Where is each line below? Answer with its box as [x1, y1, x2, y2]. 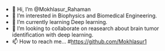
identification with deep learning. [11, 31, 94, 38]
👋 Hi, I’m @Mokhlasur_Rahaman [11, 6, 91, 13]
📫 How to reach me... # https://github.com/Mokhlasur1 [11, 38, 147, 45]
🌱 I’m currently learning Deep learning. [11, 19, 108, 25]
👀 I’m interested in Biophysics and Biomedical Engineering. [11, 12, 157, 19]
